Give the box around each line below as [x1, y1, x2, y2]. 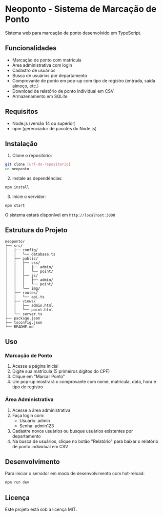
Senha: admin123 [19, 423, 54, 429]
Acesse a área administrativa [12, 407, 71, 413]
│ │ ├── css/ [5, 260, 41, 265]
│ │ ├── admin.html [5, 303, 54, 308]
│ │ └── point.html [5, 307, 54, 312]
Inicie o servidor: [12, 194, 46, 199]
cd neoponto [5, 167, 29, 172]
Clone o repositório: [12, 153, 52, 159]
